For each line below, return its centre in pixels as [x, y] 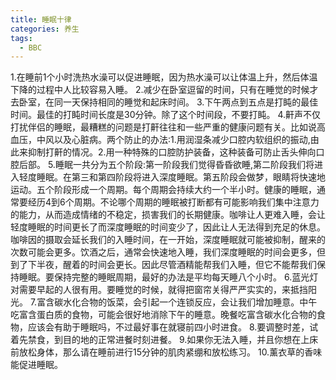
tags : [21, 38]
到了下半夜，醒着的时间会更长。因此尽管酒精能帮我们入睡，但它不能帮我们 [163, 265]
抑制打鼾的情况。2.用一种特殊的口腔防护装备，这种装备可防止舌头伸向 [172, 152]
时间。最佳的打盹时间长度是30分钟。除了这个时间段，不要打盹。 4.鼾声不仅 [166, 115]
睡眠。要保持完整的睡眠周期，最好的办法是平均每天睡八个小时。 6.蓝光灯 [168, 277]
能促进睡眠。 [36, 365]
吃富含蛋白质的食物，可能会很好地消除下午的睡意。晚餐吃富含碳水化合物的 [163, 315]
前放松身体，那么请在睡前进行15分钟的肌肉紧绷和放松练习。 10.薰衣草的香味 [166, 352]
